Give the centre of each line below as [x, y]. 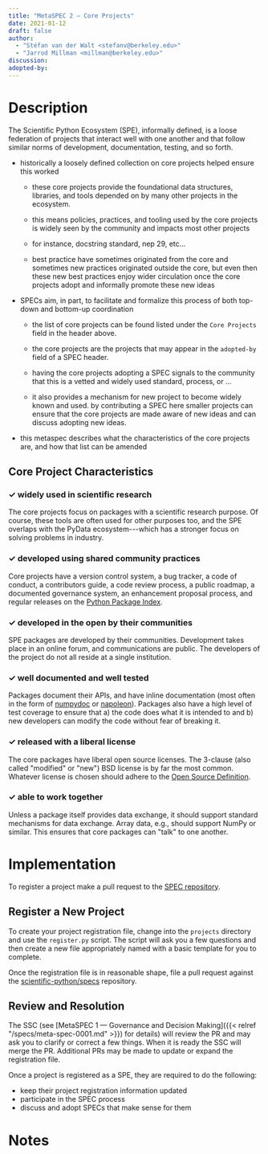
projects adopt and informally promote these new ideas [123, 284]
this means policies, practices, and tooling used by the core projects [145, 219]
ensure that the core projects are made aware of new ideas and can [144, 414]
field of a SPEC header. [70, 357]
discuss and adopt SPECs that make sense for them [106, 1108]
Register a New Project [67, 912]
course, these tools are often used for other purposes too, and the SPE [125, 521]
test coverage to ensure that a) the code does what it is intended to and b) [131, 713]
